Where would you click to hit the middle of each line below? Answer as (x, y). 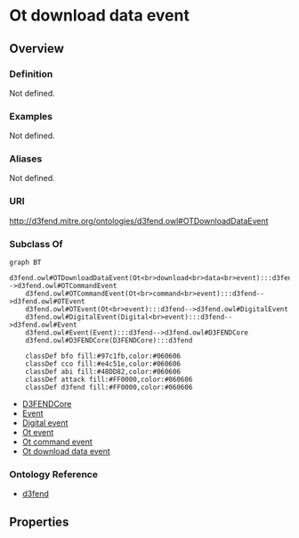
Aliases (26, 159)
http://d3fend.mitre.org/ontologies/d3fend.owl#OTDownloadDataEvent (139, 220)
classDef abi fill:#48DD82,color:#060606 (103, 372)
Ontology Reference (53, 474)
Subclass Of (36, 244)
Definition (31, 74)
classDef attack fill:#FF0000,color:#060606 (109, 380)
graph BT (25, 263)
